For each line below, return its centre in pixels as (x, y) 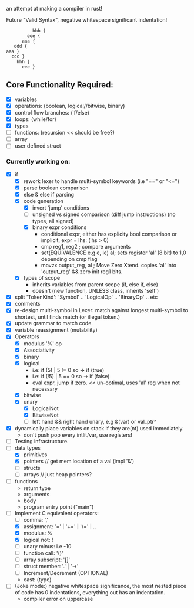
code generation (43, 201)
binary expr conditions (59, 227)
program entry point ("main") (58, 506)
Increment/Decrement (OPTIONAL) (66, 573)
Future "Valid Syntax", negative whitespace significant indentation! (87, 20)
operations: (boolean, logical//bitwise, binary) (70, 106)
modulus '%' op (43, 343)
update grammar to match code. (53, 323)
